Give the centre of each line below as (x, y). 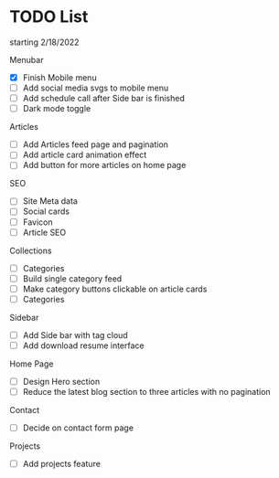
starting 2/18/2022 (44, 42)
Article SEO (44, 232)
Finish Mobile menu (60, 77)
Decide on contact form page (78, 428)
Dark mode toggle (57, 109)
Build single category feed (72, 278)
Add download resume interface (83, 345)
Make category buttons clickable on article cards (115, 289)
